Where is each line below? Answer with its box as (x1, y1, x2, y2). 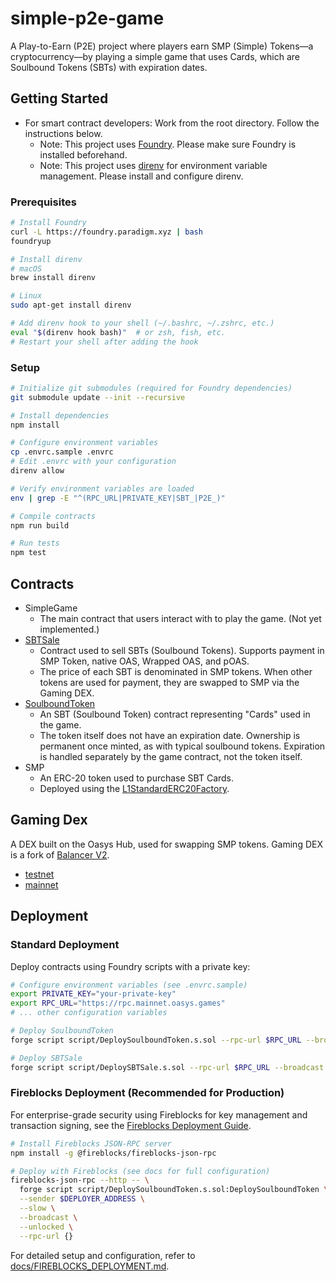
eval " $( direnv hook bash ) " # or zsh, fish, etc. (10, 327, 226, 337)
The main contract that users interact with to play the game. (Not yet (39, 613, 322, 625)
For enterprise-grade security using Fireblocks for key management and (10, 1108, 308, 1121)
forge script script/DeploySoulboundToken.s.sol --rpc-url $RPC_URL (10, 1035, 302, 1045)
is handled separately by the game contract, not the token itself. (39, 751, 303, 763)
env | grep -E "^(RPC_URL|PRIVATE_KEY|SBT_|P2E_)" (10, 493, 226, 503)
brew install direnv (10, 273, 97, 283)
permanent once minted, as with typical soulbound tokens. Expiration (39, 740, 326, 752)
